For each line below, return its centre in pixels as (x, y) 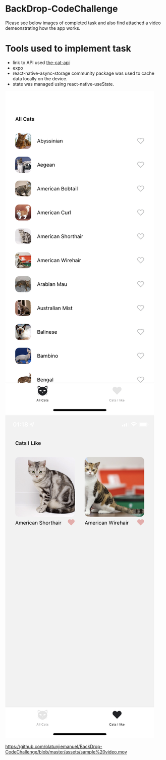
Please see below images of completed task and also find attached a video (83, 23)
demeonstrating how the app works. (43, 28)
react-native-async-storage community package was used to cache (84, 73)
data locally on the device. (40, 78)
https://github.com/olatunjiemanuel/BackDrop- (54, 746)
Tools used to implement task (68, 49)
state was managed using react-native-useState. (63, 84)
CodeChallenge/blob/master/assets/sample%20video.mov (66, 752)
